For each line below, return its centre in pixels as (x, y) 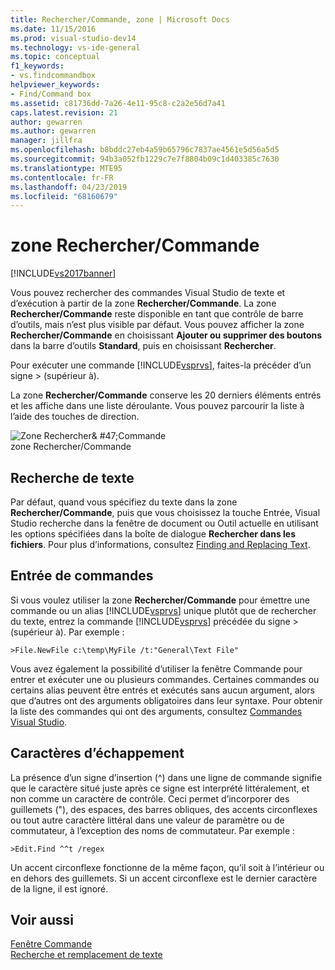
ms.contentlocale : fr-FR (62, 177)
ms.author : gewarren (53, 131)
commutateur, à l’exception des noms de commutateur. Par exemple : (153, 830)
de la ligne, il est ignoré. (59, 888)
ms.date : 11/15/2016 (53, 29)
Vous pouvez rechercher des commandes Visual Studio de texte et (148, 293)
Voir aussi (42, 920)
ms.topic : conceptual (55, 57)
